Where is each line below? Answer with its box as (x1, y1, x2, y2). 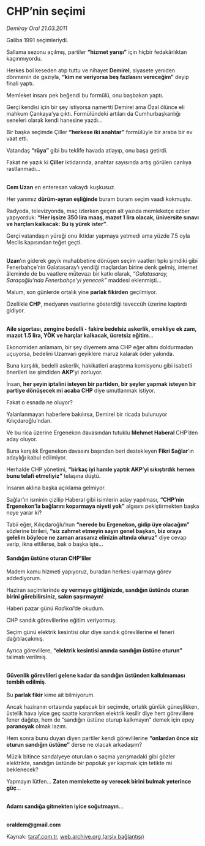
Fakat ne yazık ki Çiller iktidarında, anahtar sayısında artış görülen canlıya (6, 158, 192, 166)
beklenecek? (6, 766, 39, 773)
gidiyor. (6, 306, 26, 314)
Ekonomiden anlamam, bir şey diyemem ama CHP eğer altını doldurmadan (6, 343, 193, 350)
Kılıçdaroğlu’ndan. (6, 417, 52, 424)
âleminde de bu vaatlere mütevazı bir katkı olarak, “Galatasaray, (6, 270, 168, 277)
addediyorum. (6, 575, 42, 582)
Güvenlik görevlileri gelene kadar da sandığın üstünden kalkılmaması (6, 672, 185, 679)
